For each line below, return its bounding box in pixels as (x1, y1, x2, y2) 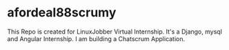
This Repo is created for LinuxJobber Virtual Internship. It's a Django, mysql (7, 27, 223, 36)
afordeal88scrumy (7, 5, 117, 21)
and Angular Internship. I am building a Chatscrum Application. (7, 34, 186, 42)
